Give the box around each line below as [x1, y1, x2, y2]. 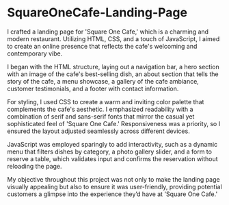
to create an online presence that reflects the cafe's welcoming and [7, 42, 198, 50]
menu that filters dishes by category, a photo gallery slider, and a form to [7, 147, 212, 156]
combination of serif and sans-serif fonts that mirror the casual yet [7, 112, 195, 121]
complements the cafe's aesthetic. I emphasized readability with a [7, 105, 193, 113]
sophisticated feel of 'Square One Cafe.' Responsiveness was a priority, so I [7, 119, 221, 128]
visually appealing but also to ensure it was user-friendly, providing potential [7, 182, 222, 191]
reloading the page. [7, 162, 63, 170]
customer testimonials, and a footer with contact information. [7, 84, 179, 93]
